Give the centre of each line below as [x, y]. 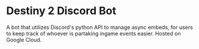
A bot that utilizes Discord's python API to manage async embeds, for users [99, 27]
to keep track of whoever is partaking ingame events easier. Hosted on [94, 33]
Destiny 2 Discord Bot [61, 11]
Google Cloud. [24, 40]
